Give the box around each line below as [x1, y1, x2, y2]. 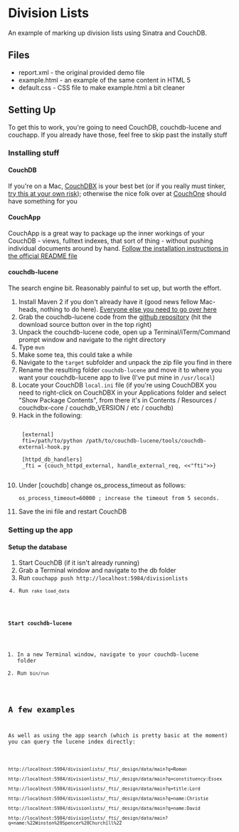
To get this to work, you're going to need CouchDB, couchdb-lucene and [8, 123, 222, 131]
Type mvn [18, 343, 45, 352]
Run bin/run [17, 670, 49, 677]
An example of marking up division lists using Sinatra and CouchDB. [8, 28, 208, 37]
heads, [18, 305, 39, 314]
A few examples [8, 704, 75, 715]
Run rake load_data [18, 588, 70, 595]
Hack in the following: [18, 411, 83, 420]
